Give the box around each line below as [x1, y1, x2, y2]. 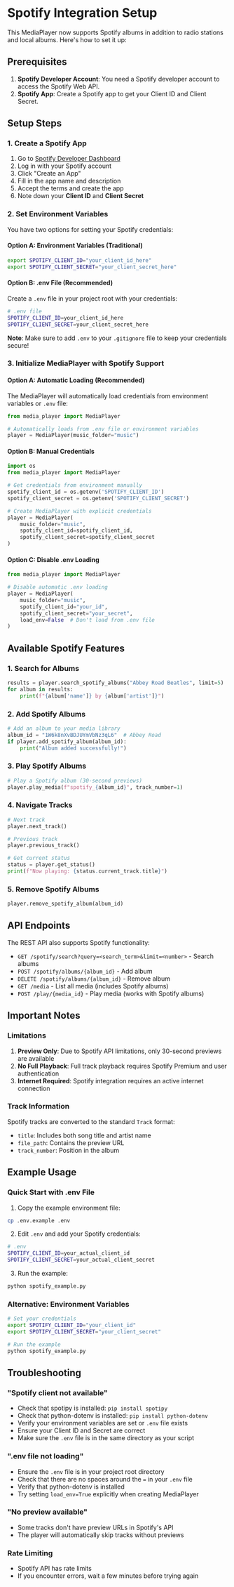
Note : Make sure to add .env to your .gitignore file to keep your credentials [7, 334, 227, 342]
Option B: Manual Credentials [7, 447, 95, 455]
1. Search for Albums [7, 663, 79, 673]
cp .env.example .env [7, 1217, 71, 1224]
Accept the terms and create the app [17, 184, 124, 192]
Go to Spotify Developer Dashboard [17, 155, 121, 163]
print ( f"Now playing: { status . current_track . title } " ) [7, 868, 168, 875]
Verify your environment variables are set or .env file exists [17, 1419, 188, 1428]
